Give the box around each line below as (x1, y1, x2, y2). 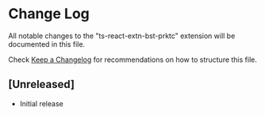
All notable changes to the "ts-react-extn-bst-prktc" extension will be (8, 31, 236, 40)
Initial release (19, 98, 63, 108)
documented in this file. (8, 39, 86, 48)
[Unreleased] (8, 78, 75, 91)
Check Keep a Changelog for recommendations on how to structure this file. (8, 55, 258, 64)
